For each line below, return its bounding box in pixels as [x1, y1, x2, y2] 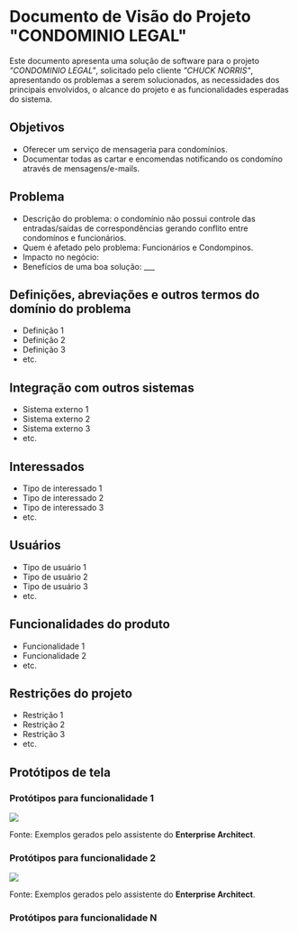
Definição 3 [22, 345, 66, 356]
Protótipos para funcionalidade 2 [9, 852, 156, 864]
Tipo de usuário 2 [22, 571, 88, 582]
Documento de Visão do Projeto [9, 6, 251, 27]
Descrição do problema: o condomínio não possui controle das [22, 213, 257, 224]
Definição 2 [22, 335, 66, 346]
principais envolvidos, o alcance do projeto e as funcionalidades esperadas [9, 84, 290, 95]
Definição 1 [22, 325, 65, 336]
